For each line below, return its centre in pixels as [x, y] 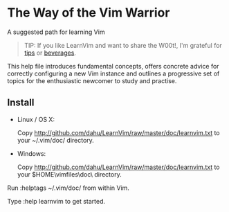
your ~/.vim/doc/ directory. [56, 140]
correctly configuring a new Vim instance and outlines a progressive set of [113, 73]
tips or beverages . [50, 53]
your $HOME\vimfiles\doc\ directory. [70, 174]
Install [21, 103]
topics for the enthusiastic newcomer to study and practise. [92, 80]
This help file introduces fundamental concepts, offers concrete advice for [113, 66]
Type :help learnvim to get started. [56, 201]
